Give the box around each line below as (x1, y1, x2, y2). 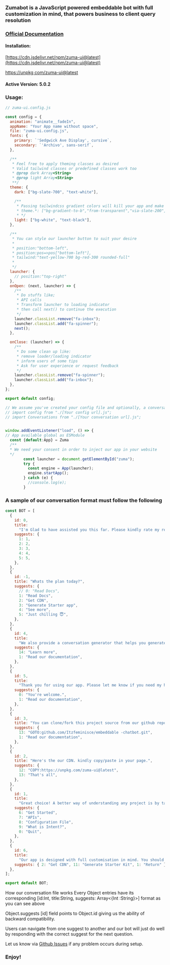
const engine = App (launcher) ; (27, 466, 94, 471)
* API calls (16, 297, 42, 303)
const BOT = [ (5, 508, 35, 513)
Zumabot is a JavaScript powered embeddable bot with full (5, 4, 153, 11)
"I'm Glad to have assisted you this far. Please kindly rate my (18, 527, 159, 532)
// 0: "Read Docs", (18, 588, 60, 594)
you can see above (5, 901, 45, 907)
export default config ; (5, 396, 56, 401)
